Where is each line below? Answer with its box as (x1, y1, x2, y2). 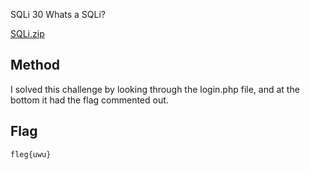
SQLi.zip (10, 28, 45, 39)
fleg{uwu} (10, 149, 52, 159)
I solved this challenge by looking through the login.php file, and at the (10, 83, 300, 95)
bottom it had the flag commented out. (10, 94, 169, 106)
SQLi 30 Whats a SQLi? (10, 9, 107, 20)
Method (10, 57, 61, 74)
